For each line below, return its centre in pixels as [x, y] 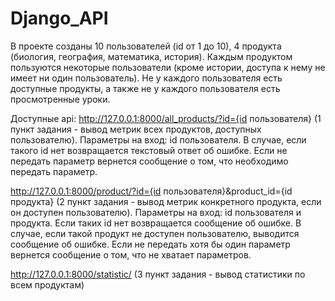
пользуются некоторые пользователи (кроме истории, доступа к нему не [168, 67]
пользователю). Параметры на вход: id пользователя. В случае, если [158, 139]
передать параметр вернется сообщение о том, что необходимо [149, 161]
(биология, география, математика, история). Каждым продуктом [151, 56]
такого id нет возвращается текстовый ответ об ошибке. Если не [149, 150]
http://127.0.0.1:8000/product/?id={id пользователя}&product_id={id [151, 191]
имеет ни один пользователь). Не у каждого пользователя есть [146, 78]
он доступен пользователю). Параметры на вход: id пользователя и [156, 212]
